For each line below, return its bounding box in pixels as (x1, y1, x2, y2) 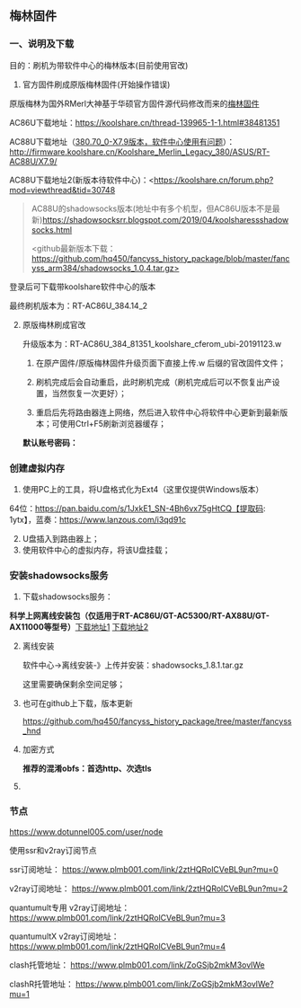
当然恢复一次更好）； (51, 387, 128, 398)
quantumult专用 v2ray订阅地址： (9, 902, 130, 913)
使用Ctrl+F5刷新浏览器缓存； (59, 418, 167, 429)
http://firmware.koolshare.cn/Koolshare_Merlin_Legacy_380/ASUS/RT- (9, 146, 270, 157)
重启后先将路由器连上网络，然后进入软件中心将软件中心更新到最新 (35, 407, 280, 418)
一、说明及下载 (9, 38, 75, 50)
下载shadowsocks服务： (22, 591, 114, 602)
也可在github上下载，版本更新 (22, 698, 133, 709)
